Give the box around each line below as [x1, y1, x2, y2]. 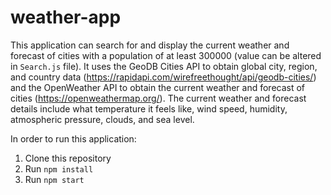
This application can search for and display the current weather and [10, 39, 290, 51]
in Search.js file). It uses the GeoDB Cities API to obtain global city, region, [10, 60, 318, 72]
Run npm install [24, 162, 94, 175]
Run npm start [24, 173, 85, 185]
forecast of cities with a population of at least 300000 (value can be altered [10, 49, 322, 61]
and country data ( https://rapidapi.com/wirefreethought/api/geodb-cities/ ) [10, 71, 317, 83]
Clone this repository [24, 152, 112, 164]
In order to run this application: [10, 132, 137, 145]
